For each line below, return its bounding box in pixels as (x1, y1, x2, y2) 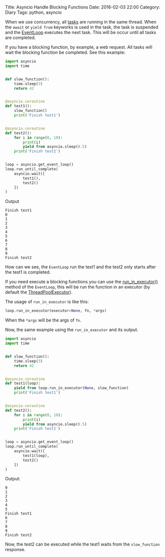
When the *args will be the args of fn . (5, 317, 82, 323)
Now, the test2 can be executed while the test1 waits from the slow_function (5, 541, 160, 547)
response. (5, 547, 26, 553)
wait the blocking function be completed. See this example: (5, 49, 126, 55)
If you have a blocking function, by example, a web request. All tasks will (5, 44, 153, 50)
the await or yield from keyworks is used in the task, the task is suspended (5, 24, 159, 30)
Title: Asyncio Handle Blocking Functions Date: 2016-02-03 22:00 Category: (5, 4, 160, 10)
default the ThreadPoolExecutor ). (5, 289, 73, 295)
